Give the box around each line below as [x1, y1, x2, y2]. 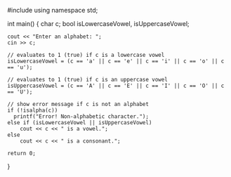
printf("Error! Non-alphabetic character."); [13, 113, 150, 120]
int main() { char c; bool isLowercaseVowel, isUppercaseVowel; [7, 20, 190, 27]
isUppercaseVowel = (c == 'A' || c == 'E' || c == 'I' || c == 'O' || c [7, 82, 225, 89]
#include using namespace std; [7, 6, 98, 14]
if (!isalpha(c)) [7, 107, 58, 114]
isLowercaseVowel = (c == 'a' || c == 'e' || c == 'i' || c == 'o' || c [7, 58, 225, 65]
